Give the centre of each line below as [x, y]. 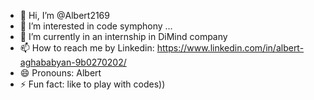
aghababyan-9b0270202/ [73, 62]
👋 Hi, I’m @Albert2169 [64, 15]
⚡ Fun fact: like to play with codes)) [92, 84]
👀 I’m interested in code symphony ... [96, 26]
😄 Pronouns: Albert [60, 73]
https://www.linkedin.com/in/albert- [230, 48]
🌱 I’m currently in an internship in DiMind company [123, 36]
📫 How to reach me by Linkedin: [87, 48]
